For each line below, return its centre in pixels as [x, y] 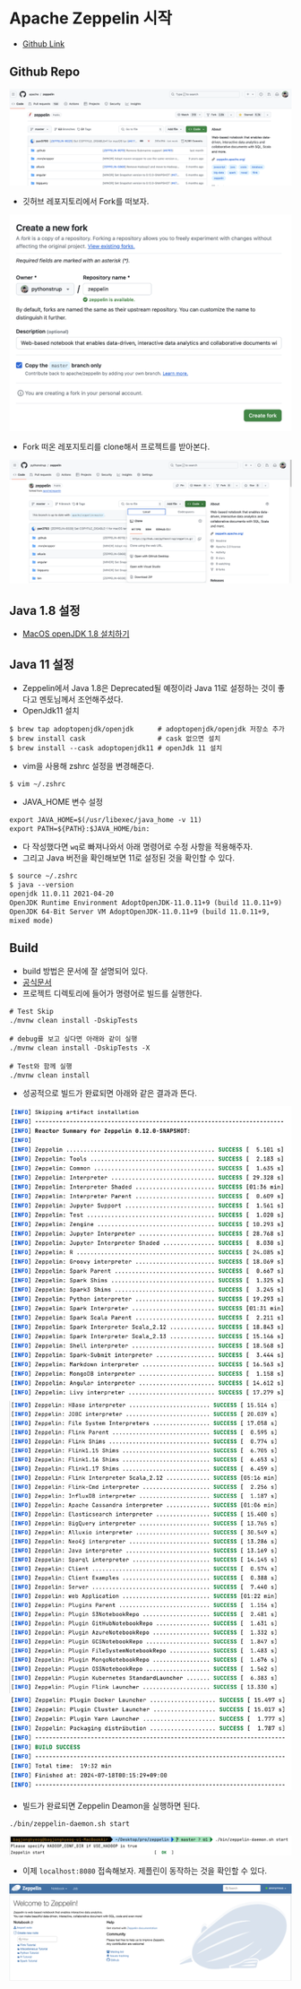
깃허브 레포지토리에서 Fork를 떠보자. [86, 201]
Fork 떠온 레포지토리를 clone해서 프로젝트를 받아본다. [116, 447]
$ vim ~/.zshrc [38, 784]
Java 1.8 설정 [45, 610]
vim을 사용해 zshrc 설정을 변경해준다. [88, 765]
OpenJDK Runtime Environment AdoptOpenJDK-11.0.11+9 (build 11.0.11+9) [146, 903]
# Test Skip [31, 1011]
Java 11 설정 [42, 665]
